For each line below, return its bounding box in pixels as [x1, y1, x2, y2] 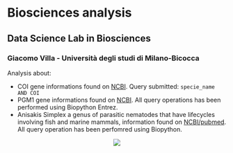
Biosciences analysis [7, 5, 132, 21]
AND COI [17, 89, 40, 96]
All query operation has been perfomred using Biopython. [17, 125, 182, 133]
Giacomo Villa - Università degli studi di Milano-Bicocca [7, 53, 200, 63]
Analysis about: [7, 69, 51, 77]
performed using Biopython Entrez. [17, 102, 118, 111]
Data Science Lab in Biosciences [7, 33, 152, 44]
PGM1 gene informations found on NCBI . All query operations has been [17, 96, 221, 104]
